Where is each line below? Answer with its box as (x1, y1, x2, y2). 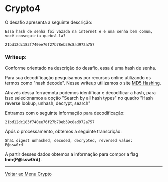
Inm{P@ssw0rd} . (5, 157, 42, 163)
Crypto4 (5, 3, 41, 14)
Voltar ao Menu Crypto (5, 171, 52, 177)
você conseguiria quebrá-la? (5, 33, 66, 38)
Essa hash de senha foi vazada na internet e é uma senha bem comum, (5, 29, 153, 34)
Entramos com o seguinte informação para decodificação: (5, 110, 125, 116)
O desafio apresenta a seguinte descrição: (5, 19, 93, 25)
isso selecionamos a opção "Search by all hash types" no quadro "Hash (5, 95, 153, 101)
